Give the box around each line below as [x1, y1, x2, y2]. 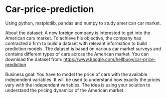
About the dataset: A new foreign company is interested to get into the [5, 29, 150, 35]
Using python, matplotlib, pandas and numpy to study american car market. [5, 20, 161, 26]
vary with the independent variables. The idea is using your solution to [5, 81, 150, 88]
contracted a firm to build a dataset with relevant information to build [5, 40, 147, 46]
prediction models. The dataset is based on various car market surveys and [5, 45, 161, 51]
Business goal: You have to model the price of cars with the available [5, 71, 148, 77]
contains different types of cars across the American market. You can [5, 51, 149, 57]
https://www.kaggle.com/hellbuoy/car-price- [63, 56, 156, 62]
